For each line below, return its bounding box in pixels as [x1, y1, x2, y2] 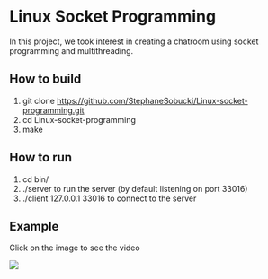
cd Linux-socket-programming [22, 114, 137, 125]
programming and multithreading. [9, 45, 134, 56]
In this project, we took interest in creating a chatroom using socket [9, 36, 259, 47]
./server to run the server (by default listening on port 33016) [22, 183, 248, 194]
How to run [9, 150, 73, 165]
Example [9, 218, 59, 234]
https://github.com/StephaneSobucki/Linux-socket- [57, 95, 249, 106]
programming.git [22, 105, 85, 116]
